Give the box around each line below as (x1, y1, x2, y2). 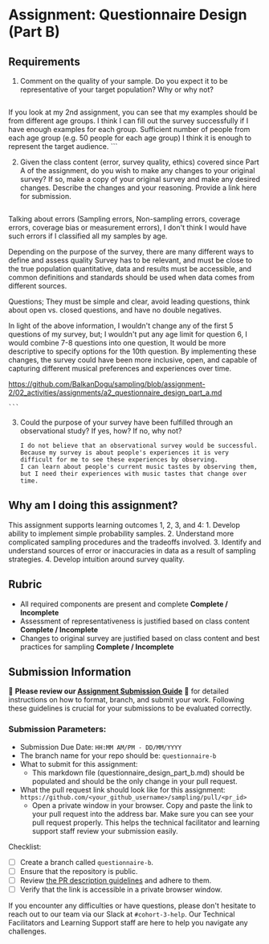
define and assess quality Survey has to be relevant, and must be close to (8, 255, 253, 265)
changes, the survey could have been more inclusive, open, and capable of (8, 355, 258, 364)
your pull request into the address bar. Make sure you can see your (31, 809, 255, 818)
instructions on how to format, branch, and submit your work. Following (8, 695, 245, 705)
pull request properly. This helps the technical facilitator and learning (31, 818, 260, 827)
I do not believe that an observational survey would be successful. (19, 441, 259, 449)
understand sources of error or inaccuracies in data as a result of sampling (8, 545, 256, 555)
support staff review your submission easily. (31, 826, 178, 835)
